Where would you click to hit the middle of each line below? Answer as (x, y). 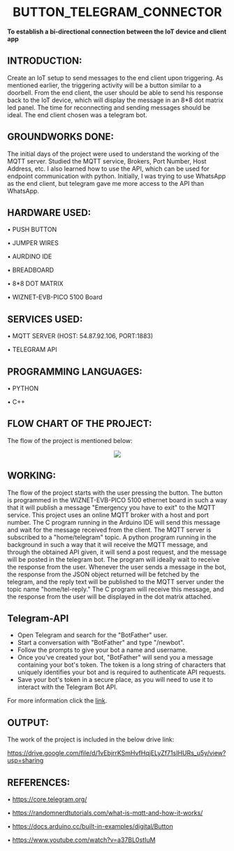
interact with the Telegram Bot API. (67, 687)
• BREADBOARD (31, 270)
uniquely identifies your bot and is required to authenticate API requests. (122, 672)
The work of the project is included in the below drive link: (91, 740)
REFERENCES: (39, 782)
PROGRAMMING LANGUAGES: (75, 371)
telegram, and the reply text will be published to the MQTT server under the (116, 581)
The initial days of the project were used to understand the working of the (113, 154)
